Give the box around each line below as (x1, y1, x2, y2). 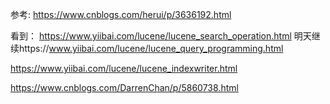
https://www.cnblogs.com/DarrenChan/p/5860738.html (10, 82, 239, 93)
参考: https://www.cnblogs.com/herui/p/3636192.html (10, 9, 232, 20)
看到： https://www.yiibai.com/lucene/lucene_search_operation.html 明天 (10, 30, 312, 42)
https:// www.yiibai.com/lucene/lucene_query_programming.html (18, 43, 284, 54)
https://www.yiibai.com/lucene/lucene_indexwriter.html (10, 63, 238, 74)
